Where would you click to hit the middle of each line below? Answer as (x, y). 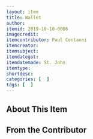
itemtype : (19, 68)
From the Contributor (46, 130)
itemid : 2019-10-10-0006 (37, 29)
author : (16, 23)
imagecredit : (22, 34)
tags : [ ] (20, 85)
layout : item (22, 12)
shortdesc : (20, 74)
